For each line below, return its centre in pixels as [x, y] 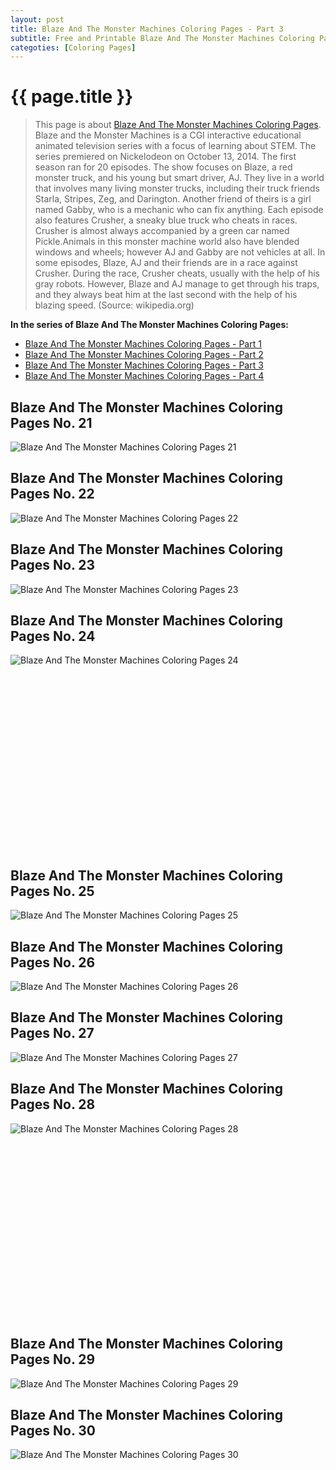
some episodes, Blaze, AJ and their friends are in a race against [166, 263]
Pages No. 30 [53, 1430]
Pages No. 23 [53, 565]
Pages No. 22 [52, 494]
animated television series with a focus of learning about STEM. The [175, 146]
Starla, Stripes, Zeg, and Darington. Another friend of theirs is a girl [173, 199]
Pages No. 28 [53, 1104]
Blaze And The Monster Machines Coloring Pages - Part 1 [143, 344]
